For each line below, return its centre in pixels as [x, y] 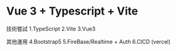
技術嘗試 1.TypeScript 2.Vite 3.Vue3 [51, 29]
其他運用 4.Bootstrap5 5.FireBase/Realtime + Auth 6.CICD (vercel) [89, 41]
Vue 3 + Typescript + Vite [72, 11]
